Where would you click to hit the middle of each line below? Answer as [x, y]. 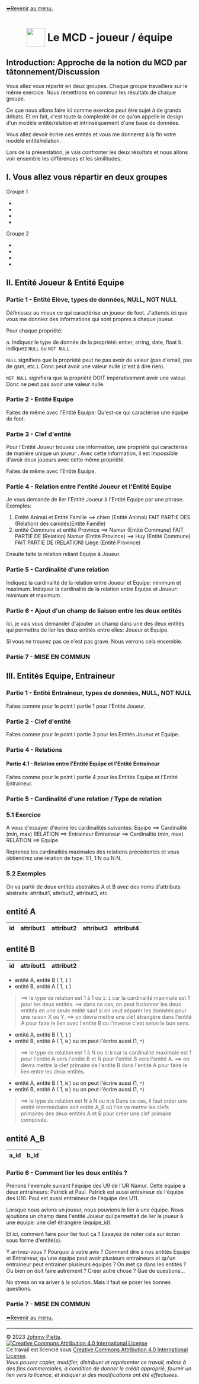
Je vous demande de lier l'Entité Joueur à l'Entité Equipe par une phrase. [95, 500]
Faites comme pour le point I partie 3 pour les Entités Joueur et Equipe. [93, 734]
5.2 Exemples [26, 874]
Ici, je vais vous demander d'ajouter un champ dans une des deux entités [95, 623]
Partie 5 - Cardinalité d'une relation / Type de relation [84, 799]
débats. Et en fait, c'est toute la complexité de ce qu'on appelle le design [95, 117]
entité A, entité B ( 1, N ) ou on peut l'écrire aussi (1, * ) [79, 1083]
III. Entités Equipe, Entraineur [61, 676]
